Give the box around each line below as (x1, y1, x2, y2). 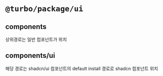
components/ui (5, 51, 55, 60)
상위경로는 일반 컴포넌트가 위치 (5, 36, 67, 42)
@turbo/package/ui (5, 4, 83, 14)
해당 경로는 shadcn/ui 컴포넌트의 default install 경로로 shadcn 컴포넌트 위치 (5, 65, 158, 71)
